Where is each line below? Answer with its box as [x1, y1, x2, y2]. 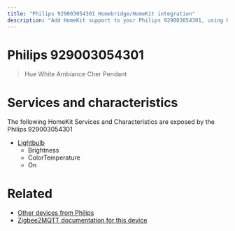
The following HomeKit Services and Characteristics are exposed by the [7, 118, 215, 126]
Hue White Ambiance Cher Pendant [24, 70, 127, 78]
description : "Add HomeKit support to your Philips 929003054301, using [7, 17, 224, 24]
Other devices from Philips [17, 209, 94, 217]
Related [7, 185, 52, 202]
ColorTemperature [27, 153, 80, 162]
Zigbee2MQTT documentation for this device [17, 216, 148, 225]
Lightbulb [17, 139, 45, 147]
